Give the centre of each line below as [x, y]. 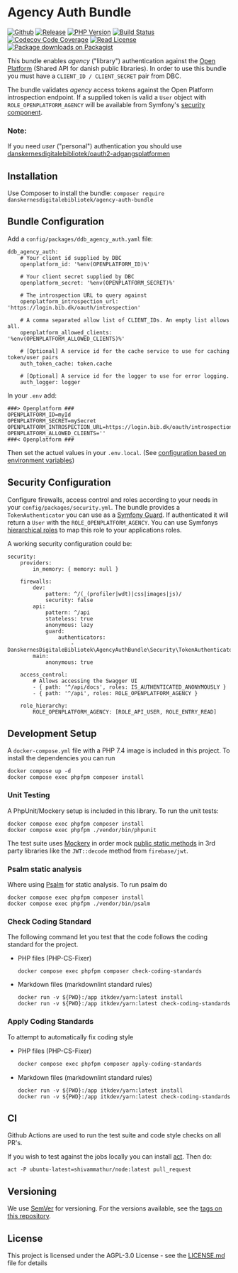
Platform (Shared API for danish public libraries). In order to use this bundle [117, 68]
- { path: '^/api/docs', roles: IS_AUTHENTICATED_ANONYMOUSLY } [130, 687]
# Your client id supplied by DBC [71, 258]
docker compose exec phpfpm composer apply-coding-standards [110, 1064]
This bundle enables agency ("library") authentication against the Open [112, 60]
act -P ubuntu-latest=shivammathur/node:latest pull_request [100, 1170]
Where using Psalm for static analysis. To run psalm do [87, 885]
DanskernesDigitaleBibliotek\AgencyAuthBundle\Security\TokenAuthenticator [121, 650]
